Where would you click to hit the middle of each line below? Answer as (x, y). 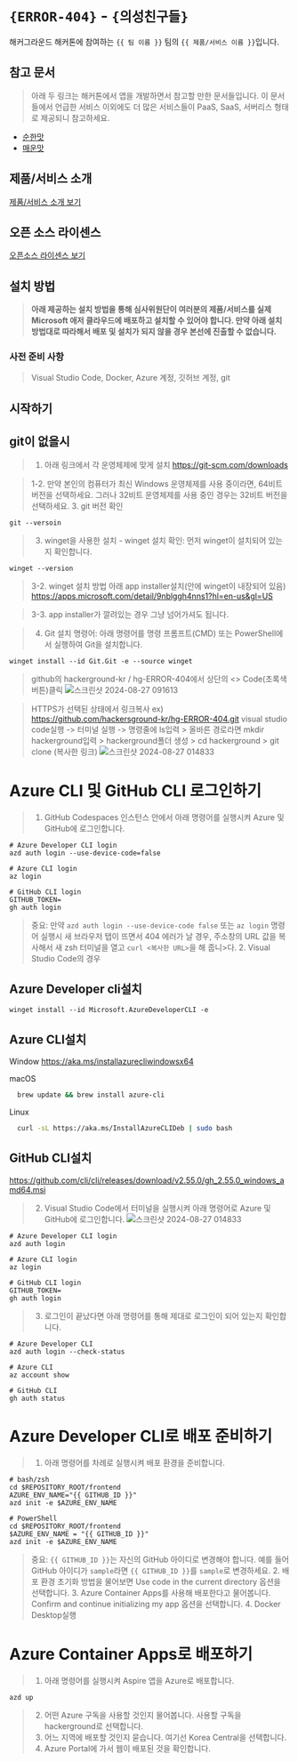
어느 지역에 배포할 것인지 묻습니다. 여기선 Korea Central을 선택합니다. (165, 1737)
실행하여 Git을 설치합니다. (98, 644)
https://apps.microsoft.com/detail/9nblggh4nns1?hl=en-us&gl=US (152, 596)
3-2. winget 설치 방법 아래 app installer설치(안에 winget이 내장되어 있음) (158, 586)
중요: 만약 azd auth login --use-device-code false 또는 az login (150, 925)
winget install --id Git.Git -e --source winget (101, 661)
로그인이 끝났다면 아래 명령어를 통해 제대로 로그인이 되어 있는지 (153, 1315)
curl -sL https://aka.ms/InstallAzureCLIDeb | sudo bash (125, 1129)
